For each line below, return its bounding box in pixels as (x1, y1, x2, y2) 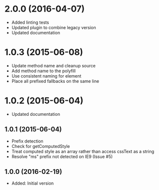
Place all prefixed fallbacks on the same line (11, 78, 100, 84)
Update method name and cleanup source (11, 63, 96, 68)
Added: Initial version (11, 180, 54, 186)
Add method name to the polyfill (11, 68, 76, 74)
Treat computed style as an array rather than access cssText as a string (11, 148, 154, 154)
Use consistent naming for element (11, 73, 82, 79)
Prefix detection (11, 138, 44, 144)
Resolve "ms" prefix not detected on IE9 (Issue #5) (11, 154, 113, 159)
